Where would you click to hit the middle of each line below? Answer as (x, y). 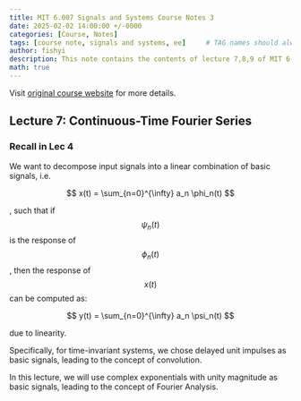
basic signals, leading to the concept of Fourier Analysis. (114, 387)
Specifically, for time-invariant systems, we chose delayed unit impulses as (148, 351)
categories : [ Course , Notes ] (64, 34)
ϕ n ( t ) (150, 256)
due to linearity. (38, 333)
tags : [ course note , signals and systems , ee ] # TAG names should (144, 43)
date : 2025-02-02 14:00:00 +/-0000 (76, 26)
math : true (30, 68)
